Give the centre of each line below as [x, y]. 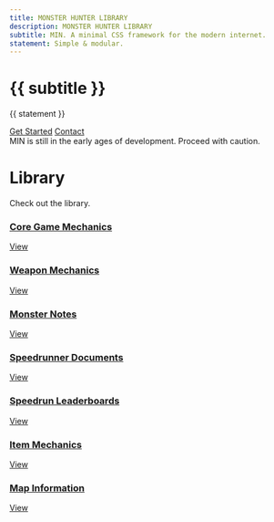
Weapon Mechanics [55, 270]
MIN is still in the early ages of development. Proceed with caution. [135, 141]
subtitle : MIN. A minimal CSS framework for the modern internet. [138, 35]
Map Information [47, 487]
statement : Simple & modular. [67, 43]
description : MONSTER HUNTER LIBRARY [81, 26]
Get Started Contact [47, 131]
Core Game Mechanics [61, 227]
